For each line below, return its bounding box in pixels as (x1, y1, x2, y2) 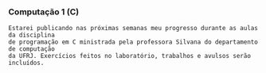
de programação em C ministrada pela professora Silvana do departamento (8, 38, 259, 46)
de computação (8, 45, 56, 53)
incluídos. (8, 59, 45, 67)
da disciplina (8, 31, 56, 40)
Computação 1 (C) (8, 6, 80, 17)
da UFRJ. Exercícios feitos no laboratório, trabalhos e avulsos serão (8, 52, 251, 60)
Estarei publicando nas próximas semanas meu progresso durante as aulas (8, 25, 259, 33)
